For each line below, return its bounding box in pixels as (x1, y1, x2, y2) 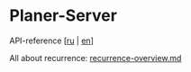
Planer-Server (9, 5, 117, 26)
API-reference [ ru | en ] (9, 35, 95, 46)
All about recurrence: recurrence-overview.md (9, 52, 182, 63)
